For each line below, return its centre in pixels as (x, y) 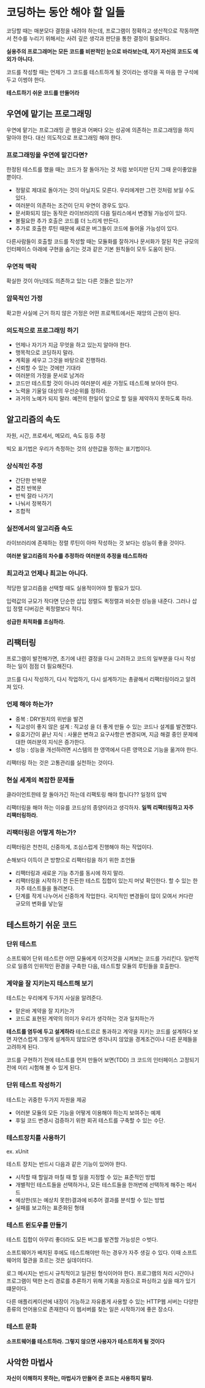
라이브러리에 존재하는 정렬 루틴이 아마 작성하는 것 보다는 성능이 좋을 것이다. (96, 543)
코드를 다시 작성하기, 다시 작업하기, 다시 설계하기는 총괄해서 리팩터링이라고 (95, 679)
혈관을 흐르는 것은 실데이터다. (58, 1261)
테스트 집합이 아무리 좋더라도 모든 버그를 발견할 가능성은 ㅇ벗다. (82, 1240)
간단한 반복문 (31, 480)
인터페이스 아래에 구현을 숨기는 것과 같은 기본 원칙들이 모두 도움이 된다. (91, 249)
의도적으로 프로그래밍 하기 (43, 330)
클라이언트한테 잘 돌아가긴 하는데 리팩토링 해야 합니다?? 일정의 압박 (87, 795)
